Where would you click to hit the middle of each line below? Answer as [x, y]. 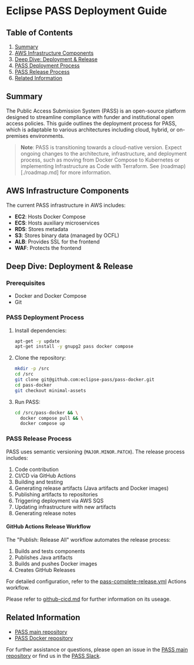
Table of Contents [40, 33]
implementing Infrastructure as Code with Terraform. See [90, 166]
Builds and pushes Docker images [56, 564]
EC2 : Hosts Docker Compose [50, 216]
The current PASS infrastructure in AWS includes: [66, 205]
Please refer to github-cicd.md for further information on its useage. [88, 599]
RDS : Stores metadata [41, 229]
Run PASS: [27, 401]
